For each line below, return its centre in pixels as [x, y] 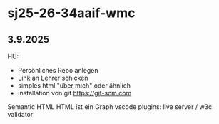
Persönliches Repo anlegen [58, 70]
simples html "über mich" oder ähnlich [74, 86]
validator [20, 114]
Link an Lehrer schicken [53, 78]
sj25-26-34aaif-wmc [71, 13]
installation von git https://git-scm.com [75, 93]
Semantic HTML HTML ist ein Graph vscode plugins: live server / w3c [110, 107]
